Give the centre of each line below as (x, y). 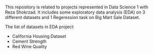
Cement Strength (29, 41)
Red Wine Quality (29, 46)
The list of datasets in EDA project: (40, 27)
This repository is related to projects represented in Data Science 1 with (77, 7)
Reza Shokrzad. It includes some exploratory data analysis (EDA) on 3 (75, 12)
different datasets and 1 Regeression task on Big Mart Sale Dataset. (73, 17)
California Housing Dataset (39, 36)
